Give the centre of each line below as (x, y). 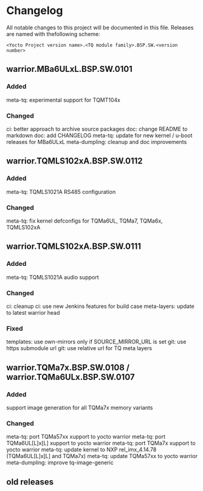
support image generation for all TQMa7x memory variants (80, 407)
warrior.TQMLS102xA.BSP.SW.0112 (74, 161)
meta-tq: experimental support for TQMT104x (63, 100)
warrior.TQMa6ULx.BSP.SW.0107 (71, 377)
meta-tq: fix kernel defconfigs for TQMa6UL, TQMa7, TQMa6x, (84, 221)
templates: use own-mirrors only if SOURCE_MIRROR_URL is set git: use (96, 342)
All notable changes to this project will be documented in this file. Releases (100, 27)
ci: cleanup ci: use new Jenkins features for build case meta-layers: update (100, 306)
